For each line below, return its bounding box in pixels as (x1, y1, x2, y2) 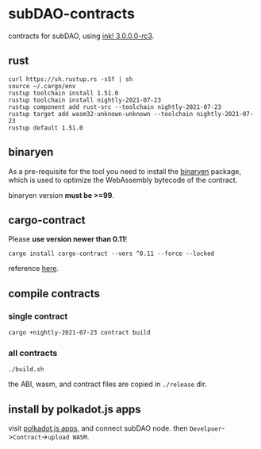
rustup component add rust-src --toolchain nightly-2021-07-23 (8, 103, 222, 111)
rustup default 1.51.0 (8, 124, 83, 132)
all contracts (8, 347, 58, 358)
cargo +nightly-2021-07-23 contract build (8, 329, 151, 337)
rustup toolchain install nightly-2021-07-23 (8, 96, 161, 104)
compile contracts (8, 287, 101, 300)
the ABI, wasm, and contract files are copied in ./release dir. (8, 379, 207, 389)
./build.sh (8, 366, 44, 374)
